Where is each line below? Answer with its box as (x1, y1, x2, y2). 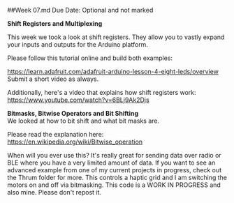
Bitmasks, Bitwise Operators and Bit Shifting (7, 110, 138, 117)
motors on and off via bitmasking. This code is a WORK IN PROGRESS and (7, 181, 221, 189)
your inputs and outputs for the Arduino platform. (7, 40, 149, 48)
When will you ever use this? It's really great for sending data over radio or (7, 151, 221, 159)
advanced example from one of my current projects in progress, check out (7, 166, 222, 174)
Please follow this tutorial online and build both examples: (7, 54, 173, 62)
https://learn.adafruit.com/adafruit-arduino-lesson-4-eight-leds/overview (7, 68, 219, 75)
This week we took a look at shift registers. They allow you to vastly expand (7, 33, 225, 41)
